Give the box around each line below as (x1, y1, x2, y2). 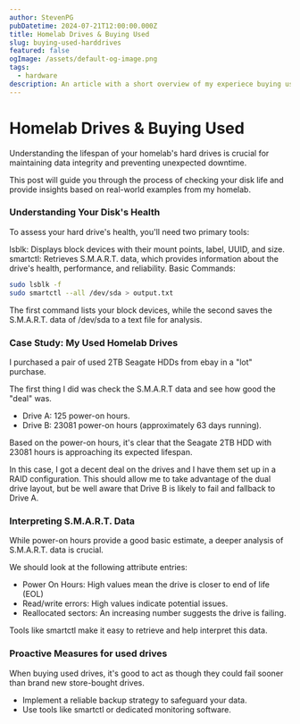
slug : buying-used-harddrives (9, 38, 122, 47)
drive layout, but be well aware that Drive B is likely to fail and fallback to (9, 483, 276, 493)
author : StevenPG (9, 13, 74, 22)
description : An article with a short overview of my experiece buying (9, 80, 281, 88)
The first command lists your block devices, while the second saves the (9, 305, 272, 316)
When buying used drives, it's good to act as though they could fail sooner (9, 668, 284, 678)
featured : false (9, 46, 70, 55)
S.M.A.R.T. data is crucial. (9, 544, 104, 555)
